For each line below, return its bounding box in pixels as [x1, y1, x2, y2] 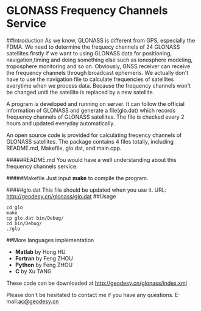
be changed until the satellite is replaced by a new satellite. [6, 88, 155, 96]
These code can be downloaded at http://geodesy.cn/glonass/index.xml [6, 279, 188, 287]
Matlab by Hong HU [15, 248, 66, 256]
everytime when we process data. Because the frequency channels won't [6, 82, 191, 89]
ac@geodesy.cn [18, 298, 59, 305]
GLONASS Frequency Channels [6, 4, 168, 18]
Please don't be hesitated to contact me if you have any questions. [6, 291, 174, 298]
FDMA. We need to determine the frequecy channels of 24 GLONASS [6, 43, 180, 51]
